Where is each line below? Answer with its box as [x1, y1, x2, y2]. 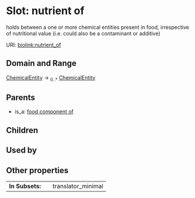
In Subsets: [9, 181, 41, 190]
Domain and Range [6, 58, 77, 68]
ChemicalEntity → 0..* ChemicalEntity [6, 74, 96, 82]
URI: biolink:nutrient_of [6, 41, 62, 48]
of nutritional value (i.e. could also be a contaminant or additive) [6, 29, 160, 37]
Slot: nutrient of [6, 4, 85, 18]
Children [6, 125, 38, 135]
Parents [6, 93, 35, 103]
